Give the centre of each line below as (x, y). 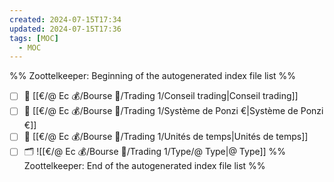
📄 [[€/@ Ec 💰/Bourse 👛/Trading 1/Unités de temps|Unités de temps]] (166, 137)
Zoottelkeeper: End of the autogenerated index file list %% (144, 166)
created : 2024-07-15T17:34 (65, 19)
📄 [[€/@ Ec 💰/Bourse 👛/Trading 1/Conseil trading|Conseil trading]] (161, 96)
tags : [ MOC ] (34, 38)
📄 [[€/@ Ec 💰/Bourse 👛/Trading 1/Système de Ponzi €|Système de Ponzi (173, 111)
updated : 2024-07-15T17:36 (65, 29)
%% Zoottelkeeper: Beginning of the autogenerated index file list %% (153, 76)
